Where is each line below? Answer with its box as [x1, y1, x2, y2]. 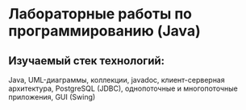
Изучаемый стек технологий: [8, 54, 165, 67]
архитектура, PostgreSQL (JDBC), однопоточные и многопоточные [8, 84, 238, 93]
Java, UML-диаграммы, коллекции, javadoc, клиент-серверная [8, 75, 225, 84]
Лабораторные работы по [8, 5, 192, 23]
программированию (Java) [8, 22, 201, 40]
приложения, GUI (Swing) [8, 92, 96, 101]
